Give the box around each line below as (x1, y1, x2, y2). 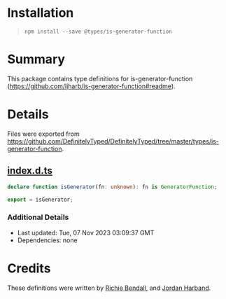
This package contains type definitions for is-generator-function (7, 74, 193, 83)
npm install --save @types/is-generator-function (24, 28, 173, 35)
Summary (7, 51, 65, 67)
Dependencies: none (17, 236, 78, 244)
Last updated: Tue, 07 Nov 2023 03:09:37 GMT (17, 228, 155, 237)
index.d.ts (7, 165, 52, 176)
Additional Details (7, 212, 69, 222)
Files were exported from (7, 130, 80, 138)
